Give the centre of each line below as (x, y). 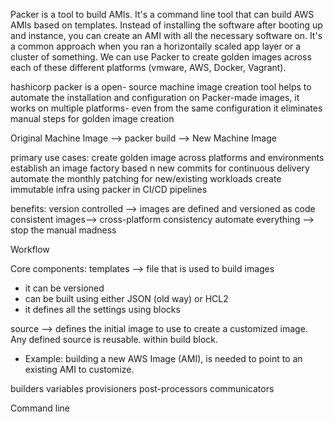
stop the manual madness (63, 230)
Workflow (30, 249)
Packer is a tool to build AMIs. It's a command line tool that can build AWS (162, 14)
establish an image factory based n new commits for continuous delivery (160, 168)
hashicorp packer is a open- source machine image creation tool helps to (161, 87)
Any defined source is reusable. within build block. (114, 339)
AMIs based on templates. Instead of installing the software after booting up (166, 25)
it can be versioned (64, 288)
